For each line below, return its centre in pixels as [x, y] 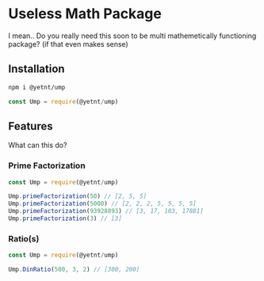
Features [31, 126]
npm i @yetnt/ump [37, 87]
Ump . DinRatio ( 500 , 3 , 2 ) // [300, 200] [74, 270]
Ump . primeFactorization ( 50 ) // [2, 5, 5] [78, 196]
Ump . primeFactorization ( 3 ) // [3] [65, 218]
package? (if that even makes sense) [68, 44]
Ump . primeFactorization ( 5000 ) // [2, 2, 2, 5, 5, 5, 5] [102, 204]
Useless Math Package [85, 14]
